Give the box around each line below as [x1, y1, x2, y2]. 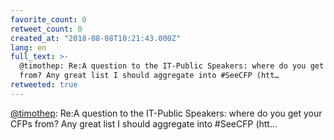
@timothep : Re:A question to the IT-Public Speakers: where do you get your [10, 107, 323, 119]
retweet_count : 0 [10, 24, 83, 34]
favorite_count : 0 [10, 14, 87, 25]
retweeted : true [10, 80, 78, 90]
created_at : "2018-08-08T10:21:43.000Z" [10, 33, 182, 43]
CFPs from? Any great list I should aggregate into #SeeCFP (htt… [10, 117, 278, 130]
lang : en [10, 42, 47, 53]
